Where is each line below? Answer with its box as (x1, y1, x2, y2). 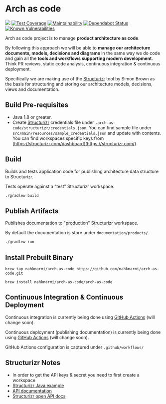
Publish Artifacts (5, 207, 59, 215)
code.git (5, 271, 23, 276)
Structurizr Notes (5, 359, 61, 367)
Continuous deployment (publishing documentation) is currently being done (5, 329, 161, 335)
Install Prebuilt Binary (5, 253, 74, 262)
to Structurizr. (5, 173, 33, 180)
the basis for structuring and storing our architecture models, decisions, (5, 81, 153, 87)
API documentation (12, 388, 52, 394)
